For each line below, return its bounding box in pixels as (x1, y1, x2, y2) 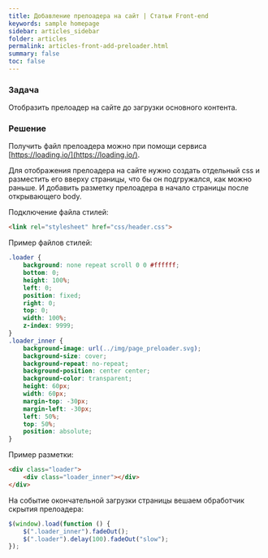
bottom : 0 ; (23, 269, 60, 277)
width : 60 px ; (23, 390, 67, 399)
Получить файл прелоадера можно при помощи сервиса (8, 142, 207, 151)
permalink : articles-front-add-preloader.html (8, 42, 169, 50)
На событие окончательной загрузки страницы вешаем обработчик (8, 495, 245, 505)
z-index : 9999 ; (23, 322, 75, 330)
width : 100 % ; (23, 314, 67, 322)
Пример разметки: (8, 450, 74, 460)
